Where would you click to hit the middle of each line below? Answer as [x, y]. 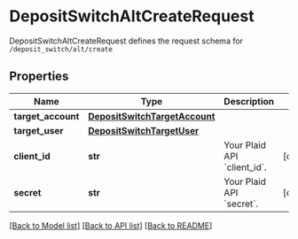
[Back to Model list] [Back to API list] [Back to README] [111, 225]
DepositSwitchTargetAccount [152, 116]
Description [249, 101]
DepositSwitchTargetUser [144, 130]
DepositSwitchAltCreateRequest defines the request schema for [126, 41]
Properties [39, 77]
